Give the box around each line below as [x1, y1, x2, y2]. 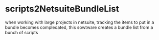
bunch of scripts [5, 29, 38, 35]
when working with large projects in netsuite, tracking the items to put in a [5, 19, 154, 25]
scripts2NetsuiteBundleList [5, 3, 119, 14]
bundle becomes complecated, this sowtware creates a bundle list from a [5, 24, 153, 30]
